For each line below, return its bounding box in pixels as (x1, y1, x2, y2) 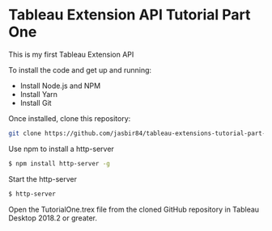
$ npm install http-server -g (8, 159, 111, 167)
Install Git (19, 98, 52, 107)
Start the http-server (8, 174, 77, 183)
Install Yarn (19, 89, 58, 99)
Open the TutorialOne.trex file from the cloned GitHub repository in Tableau (8, 204, 260, 214)
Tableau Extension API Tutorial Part (8, 6, 251, 24)
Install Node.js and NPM (19, 81, 101, 90)
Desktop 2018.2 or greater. (8, 212, 98, 223)
